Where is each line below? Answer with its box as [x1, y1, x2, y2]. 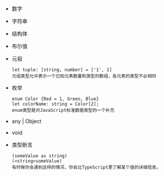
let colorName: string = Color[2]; [11, 101, 99, 107]
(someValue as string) [11, 153, 68, 159]
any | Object [11, 118, 42, 125]
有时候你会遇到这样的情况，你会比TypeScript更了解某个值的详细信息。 [11, 164, 161, 170]
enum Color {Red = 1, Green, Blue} [11, 96, 99, 102]
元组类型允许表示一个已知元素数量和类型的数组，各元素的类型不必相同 [11, 73, 157, 79]
